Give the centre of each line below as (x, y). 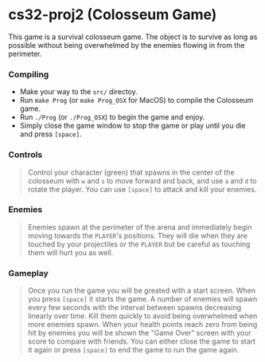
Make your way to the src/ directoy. (78, 92)
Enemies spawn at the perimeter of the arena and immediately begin (140, 227)
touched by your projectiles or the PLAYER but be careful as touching (139, 244)
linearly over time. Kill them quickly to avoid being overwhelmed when (142, 316)
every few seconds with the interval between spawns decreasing (134, 308)
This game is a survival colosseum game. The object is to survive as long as (133, 37)
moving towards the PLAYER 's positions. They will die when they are (138, 235)
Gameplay (29, 273)
